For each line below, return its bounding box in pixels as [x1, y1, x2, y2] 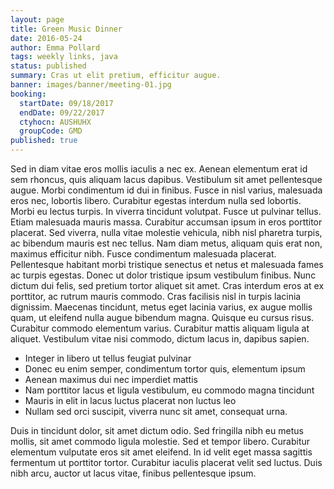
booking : [10, 89, 47, 99]
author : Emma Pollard [10, 42, 101, 53]
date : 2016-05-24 [10, 33, 83, 43]
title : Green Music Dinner [10, 24, 123, 34]
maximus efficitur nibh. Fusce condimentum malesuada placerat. [10, 248, 277, 260]
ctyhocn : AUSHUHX [19, 117, 92, 127]
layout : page [10, 14, 65, 25]
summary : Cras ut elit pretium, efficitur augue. [10, 71, 222, 81]
